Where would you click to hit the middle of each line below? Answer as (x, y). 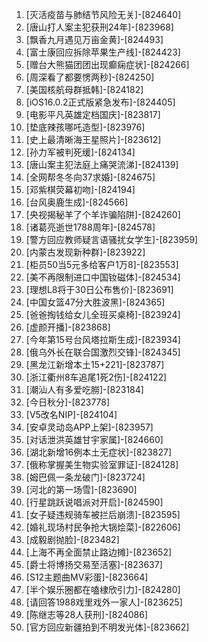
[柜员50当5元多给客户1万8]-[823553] (102, 264)
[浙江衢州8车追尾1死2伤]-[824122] (96, 377)
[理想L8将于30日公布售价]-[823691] (99, 289)
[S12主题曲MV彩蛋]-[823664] (87, 577)
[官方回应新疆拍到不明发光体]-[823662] (107, 627)
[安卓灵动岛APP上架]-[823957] (89, 427)
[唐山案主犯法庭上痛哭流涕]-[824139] (102, 164)
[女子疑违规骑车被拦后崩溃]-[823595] (103, 514)
